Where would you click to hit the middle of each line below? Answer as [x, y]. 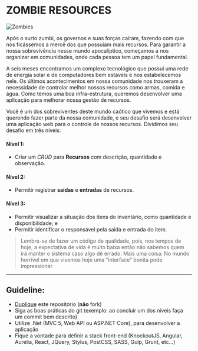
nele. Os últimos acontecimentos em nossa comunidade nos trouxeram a [95, 81]
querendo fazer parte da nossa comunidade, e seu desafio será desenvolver [99, 117]
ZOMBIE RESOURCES [59, 10]
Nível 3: [16, 203]
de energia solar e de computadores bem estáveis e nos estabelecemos [94, 75]
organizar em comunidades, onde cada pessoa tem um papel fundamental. [97, 57]
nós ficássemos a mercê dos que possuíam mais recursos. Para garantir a [96, 44]
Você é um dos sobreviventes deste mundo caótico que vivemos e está [93, 111]
